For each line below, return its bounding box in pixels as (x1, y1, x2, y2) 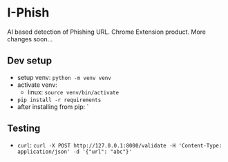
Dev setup (7, 55, 53, 67)
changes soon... (7, 34, 53, 43)
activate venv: (17, 81, 57, 89)
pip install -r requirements (17, 97, 102, 103)
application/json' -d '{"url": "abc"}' (17, 148, 133, 155)
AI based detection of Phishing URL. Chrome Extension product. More (7, 28, 206, 36)
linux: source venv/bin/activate (27, 88, 120, 96)
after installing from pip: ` (17, 102, 89, 111)
